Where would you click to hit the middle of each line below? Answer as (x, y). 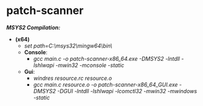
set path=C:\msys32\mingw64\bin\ (68, 46)
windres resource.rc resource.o (73, 78)
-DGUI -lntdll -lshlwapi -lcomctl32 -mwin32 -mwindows (127, 91)
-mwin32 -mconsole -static (90, 65)
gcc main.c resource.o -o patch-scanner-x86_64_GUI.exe (105, 84)
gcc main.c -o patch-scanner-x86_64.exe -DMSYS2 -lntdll (107, 58)
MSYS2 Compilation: (33, 27)
